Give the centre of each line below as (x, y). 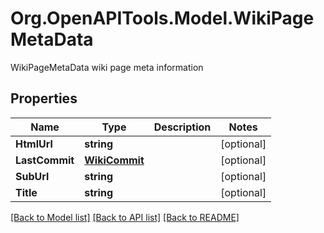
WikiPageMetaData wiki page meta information (107, 67)
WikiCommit (114, 160)
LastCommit (45, 160)
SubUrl (32, 176)
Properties (44, 98)
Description (182, 127)
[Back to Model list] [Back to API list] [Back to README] (125, 217)
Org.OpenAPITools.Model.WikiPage (162, 18)
